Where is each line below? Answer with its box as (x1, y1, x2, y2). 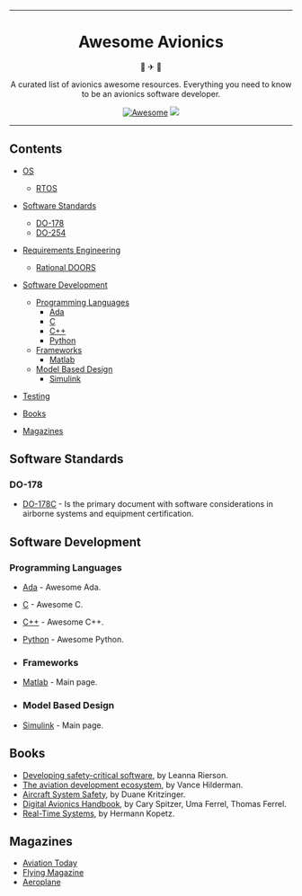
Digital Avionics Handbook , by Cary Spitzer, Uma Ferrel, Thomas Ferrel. (22, 798, 288, 809)
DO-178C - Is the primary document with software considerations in (22, 499, 274, 510)
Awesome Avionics (77, 32, 225, 52)
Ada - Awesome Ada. (22, 581, 102, 593)
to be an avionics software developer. (81, 88, 221, 99)
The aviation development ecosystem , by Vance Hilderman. (22, 779, 244, 790)
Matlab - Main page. (22, 677, 98, 688)
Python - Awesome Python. (22, 634, 124, 645)
